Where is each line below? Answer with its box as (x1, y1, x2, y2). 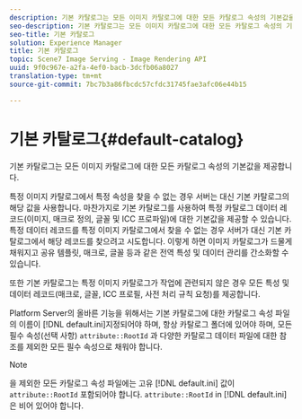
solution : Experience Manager (9, 38, 123, 48)
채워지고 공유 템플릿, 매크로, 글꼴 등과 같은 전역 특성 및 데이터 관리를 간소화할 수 (9, 247, 289, 258)
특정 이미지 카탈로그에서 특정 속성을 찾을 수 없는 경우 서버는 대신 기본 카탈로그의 (9, 190, 290, 202)
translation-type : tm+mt (9, 72, 102, 81)
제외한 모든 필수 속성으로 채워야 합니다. (25, 341, 164, 352)
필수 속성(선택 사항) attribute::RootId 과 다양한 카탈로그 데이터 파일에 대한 (9, 329, 278, 341)
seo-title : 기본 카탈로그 (9, 30, 95, 39)
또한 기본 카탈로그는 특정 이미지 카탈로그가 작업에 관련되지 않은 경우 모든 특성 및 (9, 277, 290, 288)
